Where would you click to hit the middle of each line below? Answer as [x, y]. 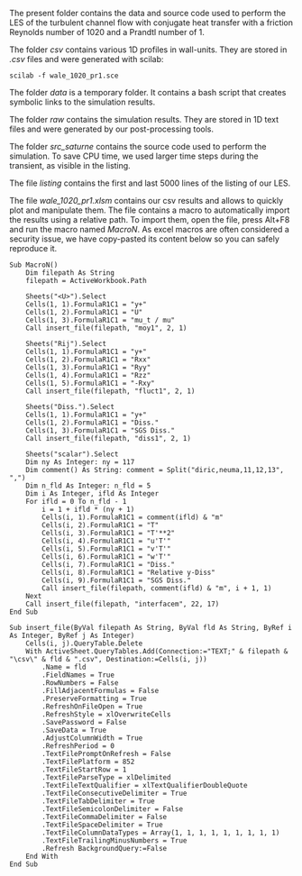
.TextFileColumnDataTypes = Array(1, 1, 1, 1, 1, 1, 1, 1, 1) [161, 833]
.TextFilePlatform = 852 [88, 762]
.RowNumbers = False [80, 683]
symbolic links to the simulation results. [82, 102]
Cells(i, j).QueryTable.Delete [84, 643]
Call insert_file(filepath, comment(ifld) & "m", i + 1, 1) [157, 589]
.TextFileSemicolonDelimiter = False [112, 809]
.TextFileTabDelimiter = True [98, 801]
